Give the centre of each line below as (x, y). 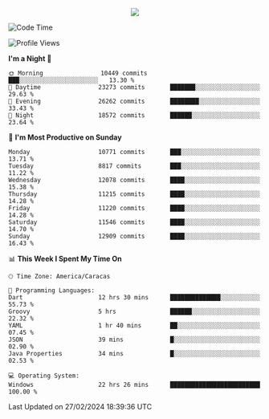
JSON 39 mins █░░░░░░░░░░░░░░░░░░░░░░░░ (134, 340)
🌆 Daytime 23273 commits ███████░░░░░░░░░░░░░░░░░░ (134, 87)
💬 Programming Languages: (51, 291)
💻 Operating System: (44, 376)
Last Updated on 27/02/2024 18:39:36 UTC (80, 407)
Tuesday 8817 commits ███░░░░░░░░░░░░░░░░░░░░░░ (134, 166)
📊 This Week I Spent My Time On (65, 258)
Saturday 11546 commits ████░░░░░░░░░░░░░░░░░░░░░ (134, 222)
